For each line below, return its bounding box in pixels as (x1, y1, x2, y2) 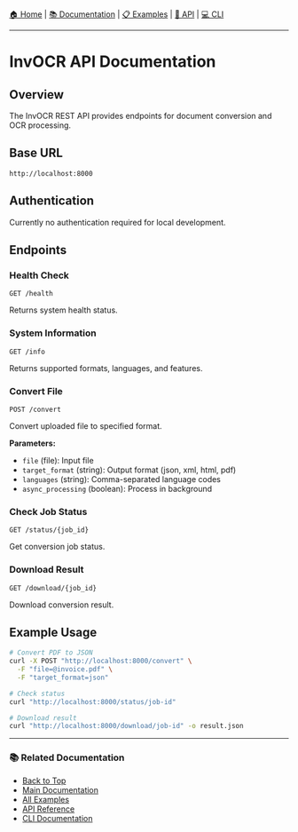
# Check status (9, 689, 66, 698)
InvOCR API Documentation (9, 52, 216, 72)
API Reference (21, 804, 75, 814)
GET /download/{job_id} (9, 583, 98, 592)
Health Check (9, 269, 69, 281)
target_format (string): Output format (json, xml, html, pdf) (21, 464, 237, 475)
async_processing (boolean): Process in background (21, 483, 213, 494)
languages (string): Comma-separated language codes (21, 473, 222, 484)
